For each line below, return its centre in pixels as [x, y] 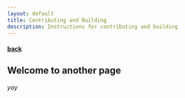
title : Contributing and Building [57, 20]
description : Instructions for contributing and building [92, 26]
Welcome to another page [64, 71]
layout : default [30, 14]
